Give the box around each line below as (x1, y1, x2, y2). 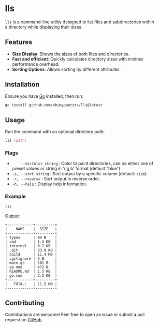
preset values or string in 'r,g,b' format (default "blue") (12, 165, 121, 172)
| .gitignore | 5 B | (5, 256, 57, 261)
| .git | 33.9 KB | (5, 248, 57, 253)
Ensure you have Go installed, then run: (5, 93, 84, 99)
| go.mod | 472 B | (5, 265, 57, 269)
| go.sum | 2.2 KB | (5, 273, 57, 278)
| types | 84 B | (5, 235, 57, 240)
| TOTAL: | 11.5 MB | (5, 282, 57, 286)
